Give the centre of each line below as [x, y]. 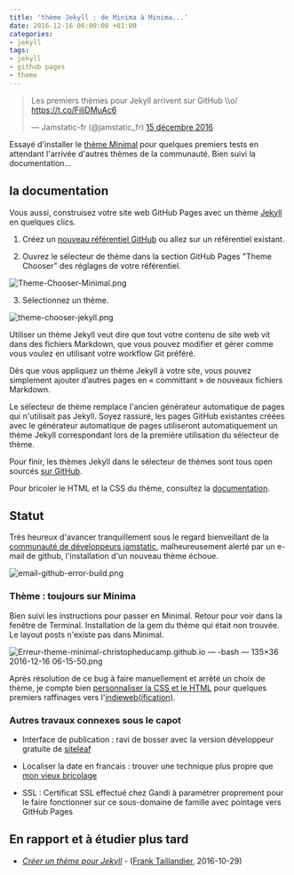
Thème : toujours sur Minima [72, 596]
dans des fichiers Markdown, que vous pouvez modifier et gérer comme [141, 343]
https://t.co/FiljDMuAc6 [74, 110]
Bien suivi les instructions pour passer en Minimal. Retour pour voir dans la [146, 615]
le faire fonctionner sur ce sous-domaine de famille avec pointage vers [151, 802]
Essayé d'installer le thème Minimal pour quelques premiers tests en [134, 144]
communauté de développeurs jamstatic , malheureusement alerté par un [142, 547]
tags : [19, 51]
